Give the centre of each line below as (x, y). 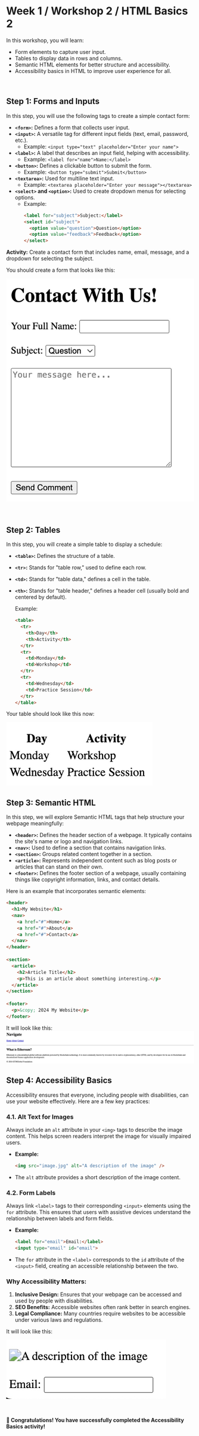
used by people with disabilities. (54, 1301)
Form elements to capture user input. (60, 51)
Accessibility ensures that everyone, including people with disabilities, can (97, 1095)
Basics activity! (26, 1426)
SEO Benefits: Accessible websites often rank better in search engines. (102, 1307)
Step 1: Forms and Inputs (53, 101)
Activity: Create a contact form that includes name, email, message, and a (98, 252)
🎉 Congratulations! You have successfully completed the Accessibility (95, 1420)
